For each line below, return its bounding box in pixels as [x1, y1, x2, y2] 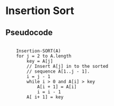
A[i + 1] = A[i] [36, 84, 77, 90]
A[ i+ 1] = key [26, 94, 64, 100]
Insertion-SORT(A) [16, 48, 61, 54]
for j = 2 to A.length [16, 53, 72, 59]
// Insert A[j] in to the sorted [26, 63, 109, 69]
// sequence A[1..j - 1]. [26, 69, 90, 74]
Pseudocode [5, 28, 53, 37]
